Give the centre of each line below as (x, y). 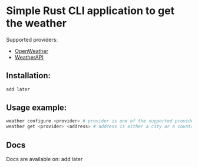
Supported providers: (32, 39)
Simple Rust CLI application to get (90, 11)
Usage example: (37, 108)
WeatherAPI (29, 57)
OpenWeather (32, 51)
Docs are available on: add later (44, 159)
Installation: (29, 76)
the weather (36, 23)
